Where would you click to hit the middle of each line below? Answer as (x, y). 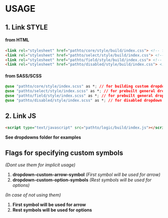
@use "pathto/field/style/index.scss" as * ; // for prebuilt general (79, 96)
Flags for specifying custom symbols (64, 153)
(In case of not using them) (33, 195)
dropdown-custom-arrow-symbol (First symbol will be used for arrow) (86, 175)
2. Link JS (21, 116)
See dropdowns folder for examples (43, 137)
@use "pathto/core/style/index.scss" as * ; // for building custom (77, 86)
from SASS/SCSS (23, 76)
